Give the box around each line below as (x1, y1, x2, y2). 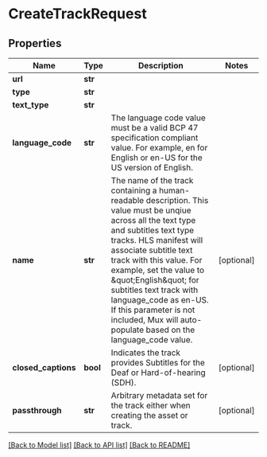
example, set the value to (110, 264, 205, 275)
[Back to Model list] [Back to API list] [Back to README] (8, 440, 191, 450)
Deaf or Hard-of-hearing (110, 367, 206, 378)
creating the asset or (110, 410, 188, 420)
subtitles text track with (110, 284, 199, 295)
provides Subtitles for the (110, 357, 205, 368)
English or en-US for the (110, 152, 203, 163)
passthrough (12, 405, 62, 416)
